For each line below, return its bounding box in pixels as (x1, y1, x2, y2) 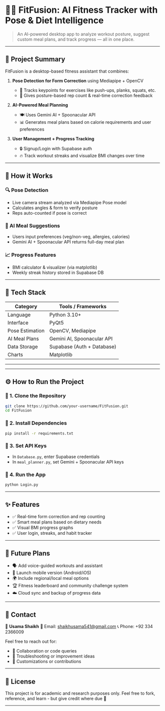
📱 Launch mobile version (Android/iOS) (12, 570, 92, 575)
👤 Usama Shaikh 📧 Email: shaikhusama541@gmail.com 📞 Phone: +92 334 (5, 624, 153, 629)
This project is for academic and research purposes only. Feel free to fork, (5, 690, 156, 696)
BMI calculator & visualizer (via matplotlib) (12, 265, 97, 271)
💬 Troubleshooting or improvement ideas (12, 653, 95, 659)
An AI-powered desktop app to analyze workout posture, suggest (17, 31, 150, 37)
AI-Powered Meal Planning (12, 102, 68, 108)
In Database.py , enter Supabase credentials (12, 454, 100, 460)
